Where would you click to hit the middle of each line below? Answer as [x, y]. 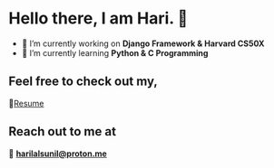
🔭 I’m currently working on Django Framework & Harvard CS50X [143, 43]
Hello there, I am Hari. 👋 [98, 19]
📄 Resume [26, 103]
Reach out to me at [63, 131]
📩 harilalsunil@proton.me [58, 154]
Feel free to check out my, [83, 82]
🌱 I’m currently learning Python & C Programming [115, 52]
